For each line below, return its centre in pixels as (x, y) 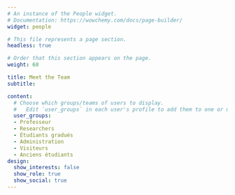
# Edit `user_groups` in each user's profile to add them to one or (119, 109)
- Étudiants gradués (43, 135)
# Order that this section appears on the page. (79, 58)
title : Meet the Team (39, 77)
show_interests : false (47, 168)
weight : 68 (23, 65)
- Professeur (33, 123)
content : (20, 96)
